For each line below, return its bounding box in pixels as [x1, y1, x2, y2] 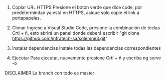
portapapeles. [12, 15, 41, 21]
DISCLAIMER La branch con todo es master [5, 70, 95, 76]
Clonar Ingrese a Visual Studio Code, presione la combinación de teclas [12, 25, 160, 31]
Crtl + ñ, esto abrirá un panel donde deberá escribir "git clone [12, 30, 140, 36]
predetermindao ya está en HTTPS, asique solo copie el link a [12, 10, 140, 16]
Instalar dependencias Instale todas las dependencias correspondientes [12, 45, 161, 51]
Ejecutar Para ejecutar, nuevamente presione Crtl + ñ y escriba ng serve [12, 55, 161, 61]
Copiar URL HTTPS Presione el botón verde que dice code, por [12, 5, 142, 10]
